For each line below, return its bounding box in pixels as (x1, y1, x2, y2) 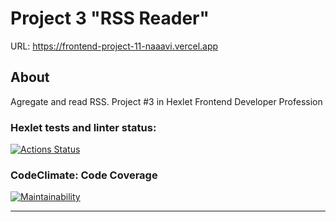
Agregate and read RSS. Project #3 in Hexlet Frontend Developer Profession (10, 95, 323, 107)
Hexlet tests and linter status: (10, 120, 157, 134)
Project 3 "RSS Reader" (10, 7, 210, 30)
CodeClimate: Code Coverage (10, 168, 158, 182)
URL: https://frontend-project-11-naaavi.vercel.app (10, 40, 219, 52)
